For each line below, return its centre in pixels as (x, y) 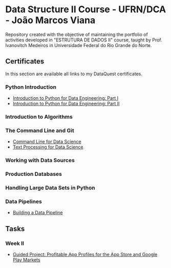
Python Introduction (31, 87)
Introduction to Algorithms (39, 117)
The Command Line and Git (40, 130)
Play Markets (26, 260)
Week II (15, 243)
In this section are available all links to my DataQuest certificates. (74, 74)
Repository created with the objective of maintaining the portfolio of (77, 34)
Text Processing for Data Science (48, 147)
